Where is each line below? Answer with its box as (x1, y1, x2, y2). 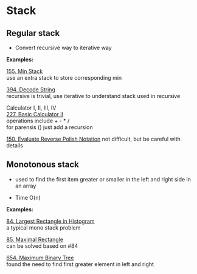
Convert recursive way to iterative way (15, 44, 112, 51)
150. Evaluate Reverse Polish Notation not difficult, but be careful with (6, 135, 181, 142)
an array (15, 182, 36, 189)
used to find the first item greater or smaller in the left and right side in (15, 175, 192, 183)
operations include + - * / (6, 117, 70, 124)
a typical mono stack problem (6, 223, 81, 231)
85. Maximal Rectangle (6, 236, 64, 243)
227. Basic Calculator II (6, 111, 64, 118)
